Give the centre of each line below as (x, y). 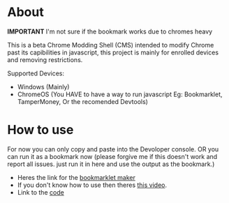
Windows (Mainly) (43, 87)
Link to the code (40, 192)
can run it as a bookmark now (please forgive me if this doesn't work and (112, 156)
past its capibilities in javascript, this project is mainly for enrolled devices (113, 52)
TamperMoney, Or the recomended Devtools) (83, 101)
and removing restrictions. (45, 59)
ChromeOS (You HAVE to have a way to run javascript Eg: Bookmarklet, (120, 94)
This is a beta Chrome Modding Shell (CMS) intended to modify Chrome (111, 45)
